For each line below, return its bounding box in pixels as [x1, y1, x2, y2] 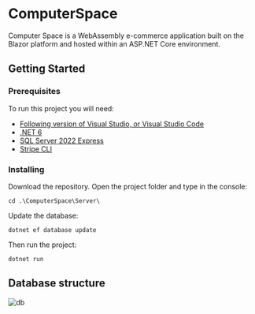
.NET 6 [19, 127, 42, 136]
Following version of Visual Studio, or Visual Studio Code [19, 119, 205, 129]
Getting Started [8, 62, 86, 76]
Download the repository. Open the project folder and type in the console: [8, 181, 248, 191]
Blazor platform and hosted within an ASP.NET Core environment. [8, 39, 220, 48]
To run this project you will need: [8, 103, 114, 113]
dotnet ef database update [8, 226, 97, 234]
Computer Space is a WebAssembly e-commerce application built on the [8, 31, 244, 40]
